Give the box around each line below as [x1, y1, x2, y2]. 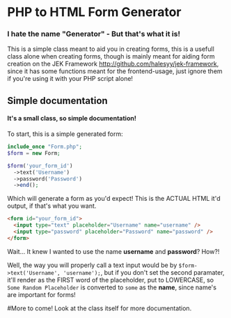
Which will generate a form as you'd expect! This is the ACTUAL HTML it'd [7, 195, 221, 203]
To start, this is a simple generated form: [7, 130, 123, 138]
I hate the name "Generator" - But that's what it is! [7, 29, 181, 39]
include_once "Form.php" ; [7, 144, 82, 151]
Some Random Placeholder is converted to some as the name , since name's [7, 283, 217, 291]
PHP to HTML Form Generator [7, 4, 182, 20]
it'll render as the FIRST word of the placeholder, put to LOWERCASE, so [7, 275, 214, 284]
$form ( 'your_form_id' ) [7, 162, 73, 169]
